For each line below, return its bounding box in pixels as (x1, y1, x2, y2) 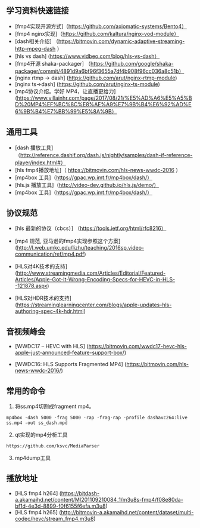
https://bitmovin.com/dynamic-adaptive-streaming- (58, 38, 185, 45)
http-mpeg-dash (14, 45, 56, 52)
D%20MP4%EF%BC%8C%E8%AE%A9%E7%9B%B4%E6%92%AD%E (14, 100, 192, 108)
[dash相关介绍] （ (14, 38, 58, 45)
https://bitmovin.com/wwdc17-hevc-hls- (88, 343, 187, 350)
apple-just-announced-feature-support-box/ (14, 349, 125, 357)
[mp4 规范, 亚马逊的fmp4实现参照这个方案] (14, 238, 121, 245)
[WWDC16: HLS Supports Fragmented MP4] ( (14, 361, 127, 368)
